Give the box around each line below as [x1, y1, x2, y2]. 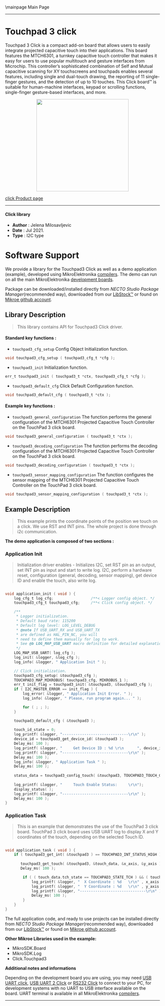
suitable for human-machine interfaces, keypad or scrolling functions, [5, 84, 146, 90]
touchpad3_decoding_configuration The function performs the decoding [12, 443, 158, 449]
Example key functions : [5, 403, 55, 409]
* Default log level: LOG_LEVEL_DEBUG [16, 623, 96, 628]
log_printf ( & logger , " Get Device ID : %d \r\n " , [14, 745, 141, 751]
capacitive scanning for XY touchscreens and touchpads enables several [5, 68, 153, 74]
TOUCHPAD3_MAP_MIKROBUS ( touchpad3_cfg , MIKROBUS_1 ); [14, 677, 129, 683]
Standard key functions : [5, 335, 56, 341]
